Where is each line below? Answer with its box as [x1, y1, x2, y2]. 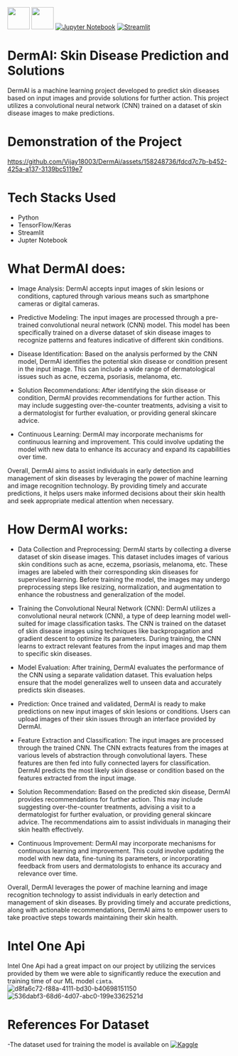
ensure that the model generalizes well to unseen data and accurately [17, 678, 222, 686]
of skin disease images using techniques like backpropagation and [17, 626, 213, 635]
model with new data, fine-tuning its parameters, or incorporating [17, 853, 210, 863]
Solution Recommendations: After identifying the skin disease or [17, 386, 206, 394]
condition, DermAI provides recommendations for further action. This [17, 393, 220, 402]
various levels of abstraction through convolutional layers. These [17, 750, 207, 760]
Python [17, 213, 39, 222]
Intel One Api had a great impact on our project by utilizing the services [7, 961, 216, 970]
